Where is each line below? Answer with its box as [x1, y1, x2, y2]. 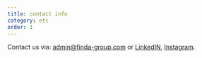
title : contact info [7, 10, 69, 18]
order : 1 [7, 23, 33, 30]
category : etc [7, 17, 49, 24]
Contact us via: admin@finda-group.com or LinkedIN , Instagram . [7, 43, 196, 52]
